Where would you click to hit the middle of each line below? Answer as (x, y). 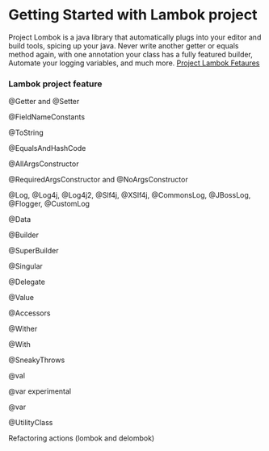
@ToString (26, 133)
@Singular (25, 266)
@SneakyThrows (37, 360)
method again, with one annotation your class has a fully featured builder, (130, 54)
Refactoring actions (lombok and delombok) (82, 438)
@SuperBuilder (34, 251)
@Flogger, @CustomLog (49, 204)
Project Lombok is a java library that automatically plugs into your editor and (135, 37)
